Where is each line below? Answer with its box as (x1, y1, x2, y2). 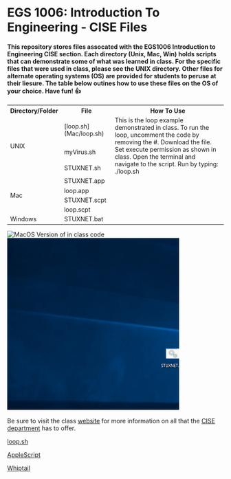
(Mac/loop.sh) (64, 129, 104, 137)
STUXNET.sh (64, 164, 101, 172)
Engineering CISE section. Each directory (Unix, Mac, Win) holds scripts (7, 49, 217, 58)
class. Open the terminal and (114, 153, 196, 161)
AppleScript (7, 450, 41, 458)
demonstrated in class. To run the (114, 124, 210, 132)
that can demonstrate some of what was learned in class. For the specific (7, 57, 221, 65)
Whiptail (7, 464, 31, 472)
